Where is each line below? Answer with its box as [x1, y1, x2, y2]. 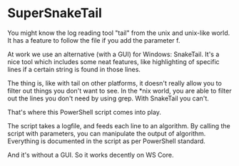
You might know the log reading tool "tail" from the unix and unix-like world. [7, 28, 230, 37]
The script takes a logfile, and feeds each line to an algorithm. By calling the [7, 121, 230, 130]
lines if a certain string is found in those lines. [7, 65, 141, 73]
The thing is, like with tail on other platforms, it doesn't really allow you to [7, 78, 223, 87]
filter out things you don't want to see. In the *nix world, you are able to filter [7, 86, 232, 95]
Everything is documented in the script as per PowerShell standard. [7, 137, 205, 145]
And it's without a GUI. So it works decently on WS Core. [7, 150, 174, 159]
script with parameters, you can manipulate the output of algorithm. [7, 129, 206, 138]
